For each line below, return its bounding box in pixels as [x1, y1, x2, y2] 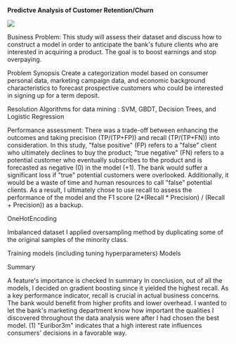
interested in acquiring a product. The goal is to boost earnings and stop [7, 48, 216, 56]
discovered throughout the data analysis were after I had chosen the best [7, 314, 220, 322]
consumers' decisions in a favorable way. [7, 329, 128, 337]
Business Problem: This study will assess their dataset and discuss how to [7, 33, 223, 41]
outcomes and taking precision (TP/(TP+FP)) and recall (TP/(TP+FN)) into [7, 134, 220, 141]
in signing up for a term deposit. [7, 91, 100, 99]
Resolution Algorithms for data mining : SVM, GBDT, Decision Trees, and [7, 105, 216, 113]
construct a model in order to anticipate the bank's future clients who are [7, 40, 219, 49]
